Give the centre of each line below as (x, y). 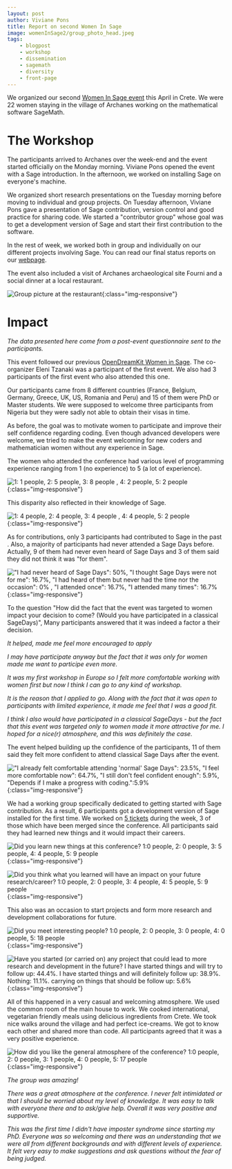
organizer (21, 369)
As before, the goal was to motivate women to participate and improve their (115, 426)
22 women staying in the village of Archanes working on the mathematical (113, 105)
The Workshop (51, 140)
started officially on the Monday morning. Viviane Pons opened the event (111, 167)
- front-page (38, 78)
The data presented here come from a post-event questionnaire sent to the (114, 341)
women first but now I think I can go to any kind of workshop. (95, 685)
